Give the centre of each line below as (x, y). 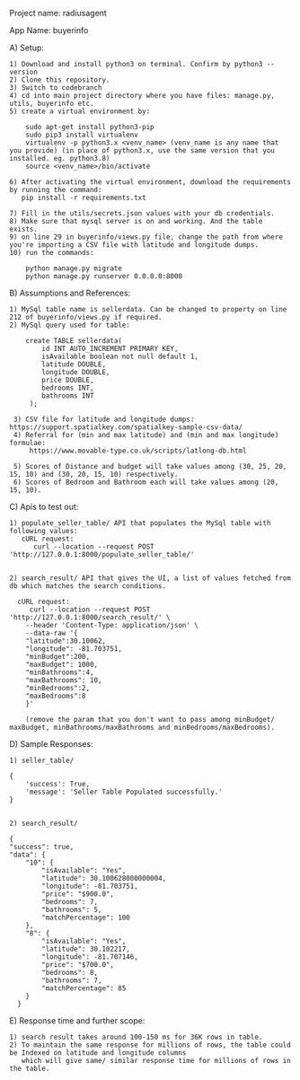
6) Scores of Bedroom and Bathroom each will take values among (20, (146, 482)
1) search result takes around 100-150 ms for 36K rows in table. (136, 1037)
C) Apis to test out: (44, 507)
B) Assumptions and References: (70, 293)
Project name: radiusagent (58, 13)
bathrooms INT (68, 396)
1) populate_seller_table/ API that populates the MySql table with (140, 523)
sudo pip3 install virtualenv (82, 135)
